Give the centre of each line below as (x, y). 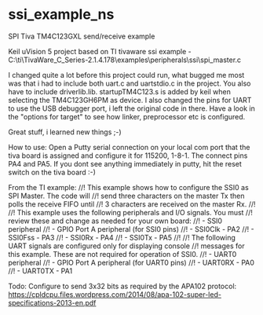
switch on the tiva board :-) (52, 172)
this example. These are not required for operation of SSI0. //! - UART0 (122, 254)
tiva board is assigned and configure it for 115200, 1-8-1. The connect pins (128, 156)
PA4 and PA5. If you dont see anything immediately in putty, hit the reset (125, 163)
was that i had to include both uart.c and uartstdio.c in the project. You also (130, 83)
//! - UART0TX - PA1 (40, 271)
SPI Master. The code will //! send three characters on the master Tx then (126, 196)
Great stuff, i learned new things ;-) (65, 132)
